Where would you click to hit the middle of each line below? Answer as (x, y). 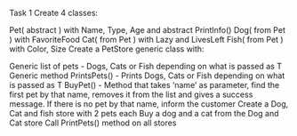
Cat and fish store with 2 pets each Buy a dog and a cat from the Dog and (144, 113)
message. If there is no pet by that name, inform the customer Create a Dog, (149, 104)
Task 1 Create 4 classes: (54, 13)
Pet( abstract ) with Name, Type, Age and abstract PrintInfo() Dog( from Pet (148, 30)
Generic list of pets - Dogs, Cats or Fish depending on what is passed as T (146, 66)
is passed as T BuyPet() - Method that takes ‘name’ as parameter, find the (144, 85)
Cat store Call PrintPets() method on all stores (93, 123)
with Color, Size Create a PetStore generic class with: (107, 49)
